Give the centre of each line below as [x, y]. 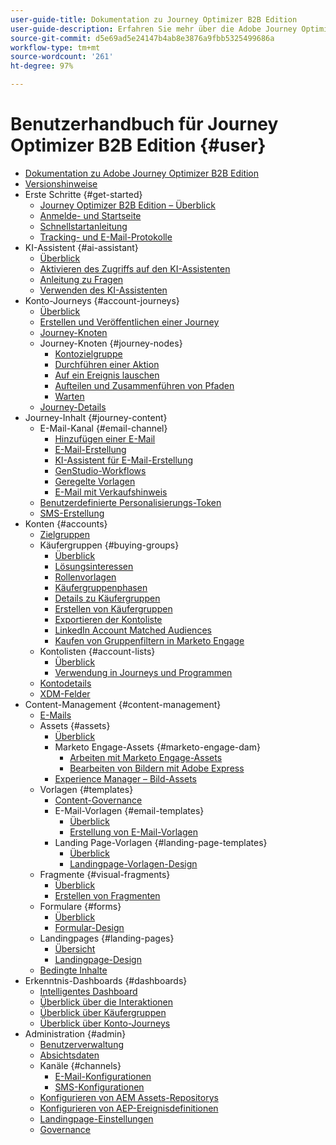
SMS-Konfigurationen [99, 1087]
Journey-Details [73, 407]
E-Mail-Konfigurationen [103, 1076]
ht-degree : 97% [42, 66]
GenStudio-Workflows [100, 470]
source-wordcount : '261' [62, 57]
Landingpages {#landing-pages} [107, 938]
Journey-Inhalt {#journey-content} [96, 417]
